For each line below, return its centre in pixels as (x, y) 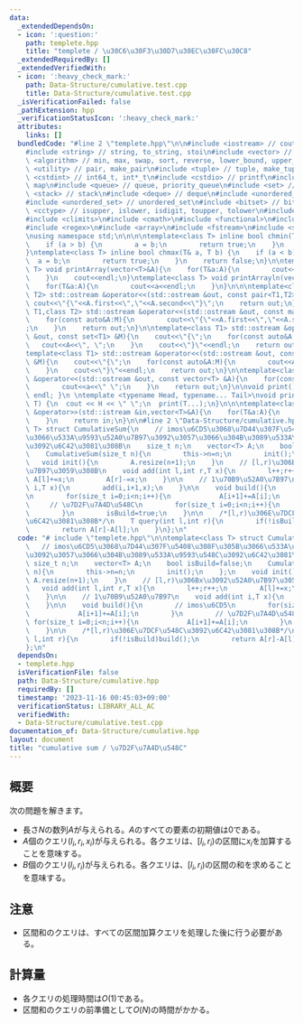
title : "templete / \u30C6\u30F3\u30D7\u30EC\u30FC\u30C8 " (139, 51)
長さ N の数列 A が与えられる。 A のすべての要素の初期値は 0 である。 (143, 829)
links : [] (44, 135)
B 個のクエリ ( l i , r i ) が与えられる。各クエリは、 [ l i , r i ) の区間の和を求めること (157, 866)
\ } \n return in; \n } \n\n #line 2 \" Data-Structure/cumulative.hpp (163, 421)
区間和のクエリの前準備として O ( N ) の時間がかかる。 (118, 1009)
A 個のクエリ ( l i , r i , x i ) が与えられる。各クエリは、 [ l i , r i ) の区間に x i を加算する (157, 842)
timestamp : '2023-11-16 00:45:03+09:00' (94, 697)
